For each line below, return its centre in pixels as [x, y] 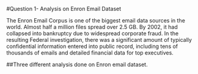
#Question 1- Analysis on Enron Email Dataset [64, 9]
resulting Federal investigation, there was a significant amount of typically [99, 40]
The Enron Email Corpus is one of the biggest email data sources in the [96, 20]
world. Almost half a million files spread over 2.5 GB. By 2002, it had [92, 27]
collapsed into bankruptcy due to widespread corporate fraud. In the [93, 33]
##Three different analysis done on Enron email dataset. [77, 64]
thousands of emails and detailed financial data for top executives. [90, 53]
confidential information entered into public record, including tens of [92, 46]
